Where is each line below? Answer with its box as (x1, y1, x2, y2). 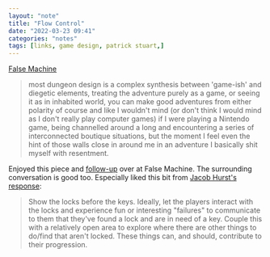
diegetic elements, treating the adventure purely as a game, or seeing (27, 88, 260, 98)
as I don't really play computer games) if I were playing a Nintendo (27, 114, 250, 124)
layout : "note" (8, 11, 60, 20)
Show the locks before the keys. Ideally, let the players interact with (27, 197, 254, 207)
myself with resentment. (27, 149, 109, 158)
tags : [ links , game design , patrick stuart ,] (8, 42, 164, 50)
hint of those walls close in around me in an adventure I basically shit (27, 140, 259, 150)
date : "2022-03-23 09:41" (8, 27, 95, 35)
